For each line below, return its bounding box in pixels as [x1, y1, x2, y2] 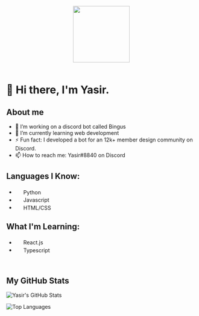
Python [23, 188, 41, 196]
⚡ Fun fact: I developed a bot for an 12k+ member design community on [14, 136, 193, 143]
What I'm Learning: [6, 222, 80, 232]
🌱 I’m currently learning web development [14, 129, 119, 137]
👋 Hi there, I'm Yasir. [6, 83, 110, 97]
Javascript [23, 196, 49, 203]
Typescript [23, 246, 50, 254]
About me [6, 107, 44, 117]
